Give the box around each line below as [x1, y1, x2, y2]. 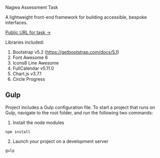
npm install [5, 129, 30, 134]
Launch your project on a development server [12, 138, 109, 144]
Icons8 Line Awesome [12, 60, 59, 66]
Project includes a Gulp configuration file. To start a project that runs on [5, 104, 155, 110]
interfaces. [5, 20, 28, 25]
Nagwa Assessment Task [5, 5, 58, 10]
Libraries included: [5, 39, 44, 45]
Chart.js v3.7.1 [12, 71, 42, 77]
